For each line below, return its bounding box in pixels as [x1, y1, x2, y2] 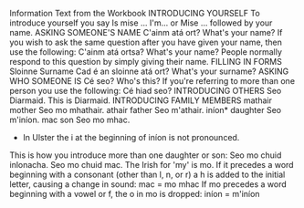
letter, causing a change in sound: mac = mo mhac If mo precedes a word [9, 179, 287, 190]
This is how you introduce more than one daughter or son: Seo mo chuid [9, 150, 282, 161]
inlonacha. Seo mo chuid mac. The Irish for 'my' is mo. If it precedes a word [9, 160, 294, 170]
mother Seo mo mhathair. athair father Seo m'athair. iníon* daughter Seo [9, 105, 281, 115]
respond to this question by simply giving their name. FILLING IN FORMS [9, 57, 283, 67]
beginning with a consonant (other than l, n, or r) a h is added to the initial [9, 169, 286, 180]
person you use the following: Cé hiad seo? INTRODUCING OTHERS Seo [9, 86, 282, 96]
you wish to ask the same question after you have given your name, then [9, 36, 283, 47]
